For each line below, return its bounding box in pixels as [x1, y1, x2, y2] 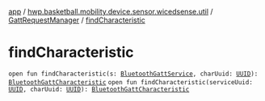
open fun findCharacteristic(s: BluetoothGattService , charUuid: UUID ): [8, 70, 259, 78]
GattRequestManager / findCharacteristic [8, 15, 145, 25]
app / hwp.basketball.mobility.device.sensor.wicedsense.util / [8, 7, 213, 16]
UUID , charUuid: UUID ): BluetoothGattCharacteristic [8, 85, 190, 93]
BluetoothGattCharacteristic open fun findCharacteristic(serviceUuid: [8, 78, 253, 87]
